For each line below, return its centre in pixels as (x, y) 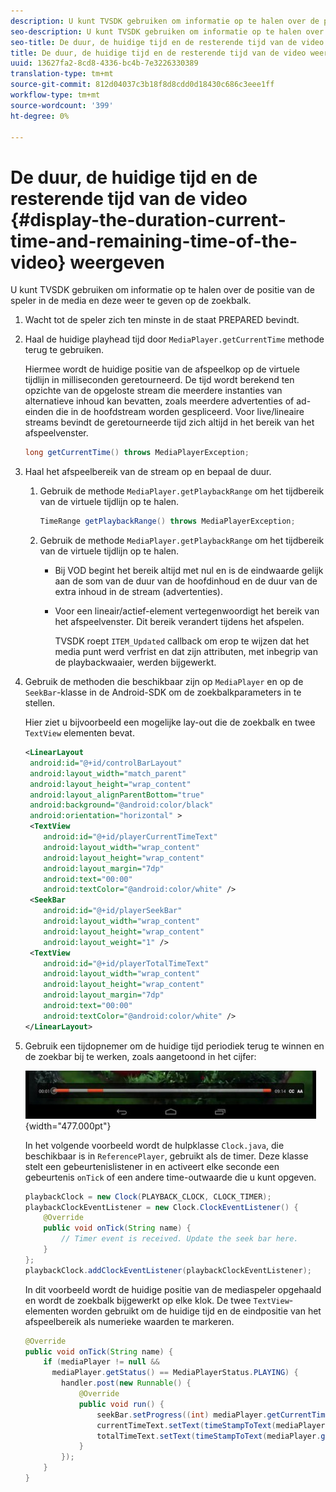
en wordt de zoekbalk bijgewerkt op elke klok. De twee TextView (157, 1300)
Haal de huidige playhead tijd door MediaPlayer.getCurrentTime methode (174, 339)
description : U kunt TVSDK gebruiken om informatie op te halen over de (165, 21)
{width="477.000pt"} (68, 1126)
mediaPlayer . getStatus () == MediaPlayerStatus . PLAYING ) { (175, 1373)
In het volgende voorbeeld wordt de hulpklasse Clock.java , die (154, 1145)
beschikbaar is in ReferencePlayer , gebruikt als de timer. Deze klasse (166, 1156)
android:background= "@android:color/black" (121, 805)
